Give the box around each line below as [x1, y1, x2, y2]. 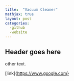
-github [9, 25, 25, 30]
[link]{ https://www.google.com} [5, 70, 69, 76]
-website [9, 30, 27, 35]
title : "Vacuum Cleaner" [5, 7, 58, 12]
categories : [5, 20, 29, 26]
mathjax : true [5, 12, 34, 17]
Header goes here [5, 48, 61, 56]
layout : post [5, 16, 32, 21]
